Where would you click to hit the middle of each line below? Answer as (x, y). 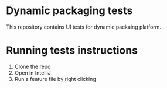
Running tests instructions (72, 50)
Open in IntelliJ (33, 73)
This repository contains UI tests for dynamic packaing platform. (84, 27)
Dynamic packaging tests (69, 11)
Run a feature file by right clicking (55, 79)
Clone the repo (33, 66)
